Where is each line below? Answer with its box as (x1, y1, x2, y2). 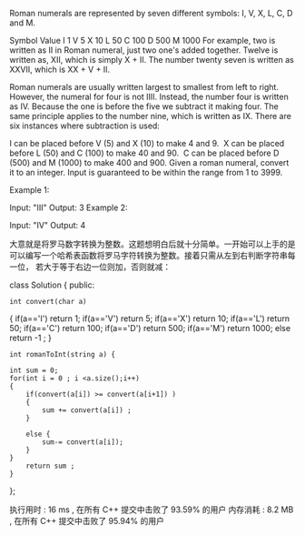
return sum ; (25, 461, 75, 470)
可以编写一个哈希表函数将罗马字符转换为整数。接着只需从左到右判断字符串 (9, 250, 288, 260)
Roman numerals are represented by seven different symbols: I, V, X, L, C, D (9, 8, 293, 18)
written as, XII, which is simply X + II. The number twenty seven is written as (9, 55, 295, 65)
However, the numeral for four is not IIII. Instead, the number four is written (9, 91, 289, 102)
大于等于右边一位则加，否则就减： (43, 261, 171, 272)
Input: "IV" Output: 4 (9, 220, 86, 230)
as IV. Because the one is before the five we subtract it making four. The (9, 101, 279, 112)
